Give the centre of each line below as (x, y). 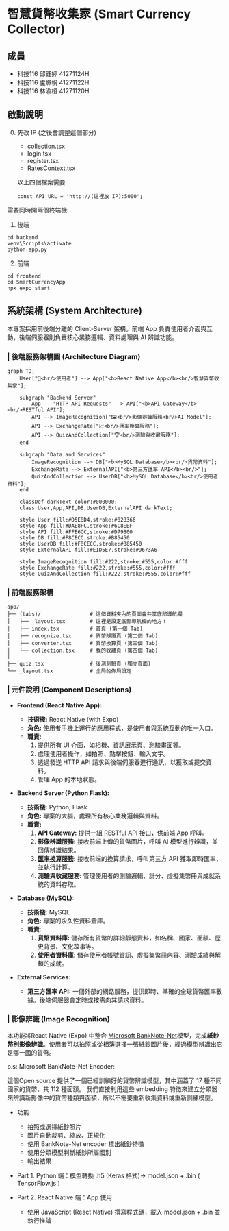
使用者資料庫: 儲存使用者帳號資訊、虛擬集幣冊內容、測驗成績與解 (129, 955)
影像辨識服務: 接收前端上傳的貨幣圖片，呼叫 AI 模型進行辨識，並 (128, 841)
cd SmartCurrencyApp (37, 282)
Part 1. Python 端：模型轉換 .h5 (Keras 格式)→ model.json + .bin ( (108, 1175)
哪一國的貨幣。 (34, 1052)
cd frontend (24, 276)
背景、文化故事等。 (70, 946)
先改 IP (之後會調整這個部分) (57, 132)
